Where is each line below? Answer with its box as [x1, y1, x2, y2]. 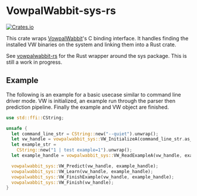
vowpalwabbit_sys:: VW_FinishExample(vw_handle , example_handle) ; [11, 174, 175, 180]
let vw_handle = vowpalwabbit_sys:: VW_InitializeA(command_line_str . [11, 136, 185, 142]
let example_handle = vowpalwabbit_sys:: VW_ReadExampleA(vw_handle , [11, 153, 182, 159]
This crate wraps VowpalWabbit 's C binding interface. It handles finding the [6, 35, 189, 42]
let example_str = [11, 142, 57, 147]
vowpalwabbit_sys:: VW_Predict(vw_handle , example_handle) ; [11, 163, 159, 169]
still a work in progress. [6, 59, 63, 66]
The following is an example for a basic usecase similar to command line [6, 91, 181, 98]
